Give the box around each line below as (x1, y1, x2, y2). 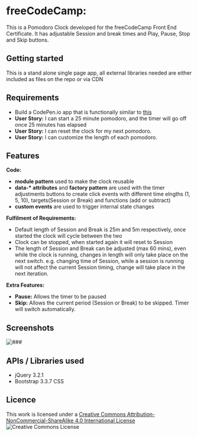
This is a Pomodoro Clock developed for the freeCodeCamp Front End (6, 24, 177, 31)
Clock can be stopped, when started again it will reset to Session (14, 239, 173, 246)
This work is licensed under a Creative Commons (6, 411, 126, 418)
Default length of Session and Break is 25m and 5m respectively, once (14, 226, 186, 233)
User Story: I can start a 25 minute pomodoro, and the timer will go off (14, 114, 187, 122)
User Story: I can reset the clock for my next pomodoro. (14, 127, 152, 134)
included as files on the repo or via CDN (6, 75, 103, 82)
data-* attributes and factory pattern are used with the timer (14, 184, 165, 191)
